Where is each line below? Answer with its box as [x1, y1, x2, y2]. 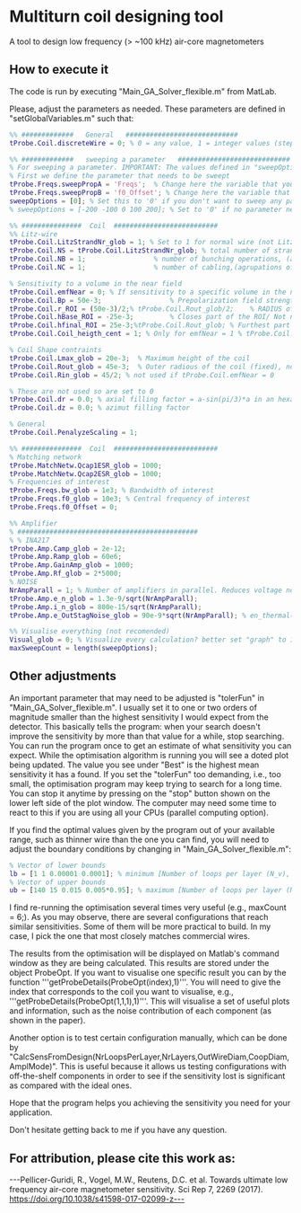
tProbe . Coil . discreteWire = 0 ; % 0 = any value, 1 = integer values [9, 138, 271, 147]
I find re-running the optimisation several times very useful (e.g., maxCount [9, 902, 287, 913]
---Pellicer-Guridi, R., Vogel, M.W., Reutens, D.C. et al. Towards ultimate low [9, 1174, 288, 1185]
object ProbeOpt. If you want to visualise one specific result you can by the [9, 968, 287, 978]
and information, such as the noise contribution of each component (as [9, 1005, 271, 1016]
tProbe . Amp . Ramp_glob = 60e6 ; [9, 553, 123, 562]
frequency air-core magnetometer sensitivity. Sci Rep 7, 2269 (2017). [9, 1184, 263, 1195]
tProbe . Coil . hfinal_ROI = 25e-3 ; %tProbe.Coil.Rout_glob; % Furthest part [9, 321, 291, 330]
